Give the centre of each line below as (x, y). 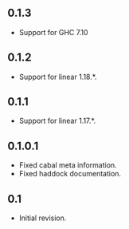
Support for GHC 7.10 (53, 32)
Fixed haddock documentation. (70, 174)
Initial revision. (43, 218)
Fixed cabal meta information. (68, 165)
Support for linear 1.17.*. (57, 121)
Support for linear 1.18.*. (58, 77)
